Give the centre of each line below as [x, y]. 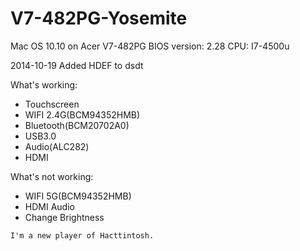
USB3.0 [40, 136]
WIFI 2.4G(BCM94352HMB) [82, 114]
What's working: [44, 84]
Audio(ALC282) [57, 146]
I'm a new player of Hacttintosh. [82, 235]
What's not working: [52, 176]
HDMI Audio [49, 206]
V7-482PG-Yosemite [99, 18]
